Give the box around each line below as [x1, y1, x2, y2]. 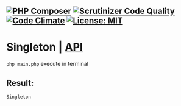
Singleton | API [6, 40, 83, 54]
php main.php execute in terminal [6, 60, 88, 68]
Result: [6, 77, 34, 88]
